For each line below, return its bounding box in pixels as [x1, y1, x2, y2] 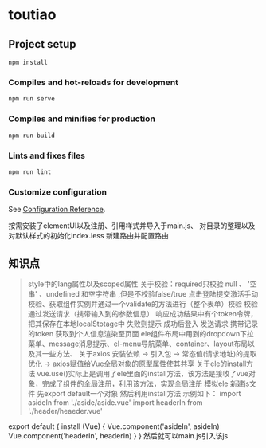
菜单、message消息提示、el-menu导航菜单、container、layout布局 [27, 339, 248, 348]
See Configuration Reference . [8, 205, 106, 214]
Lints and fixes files [8, 150, 86, 161]
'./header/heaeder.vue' [27, 407, 104, 415]
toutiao [8, 6, 57, 24]
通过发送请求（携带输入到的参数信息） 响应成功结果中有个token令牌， [27, 309, 258, 318]
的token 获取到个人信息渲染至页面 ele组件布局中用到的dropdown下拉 [27, 329, 255, 338]
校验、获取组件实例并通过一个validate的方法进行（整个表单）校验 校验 [27, 299, 259, 308]
